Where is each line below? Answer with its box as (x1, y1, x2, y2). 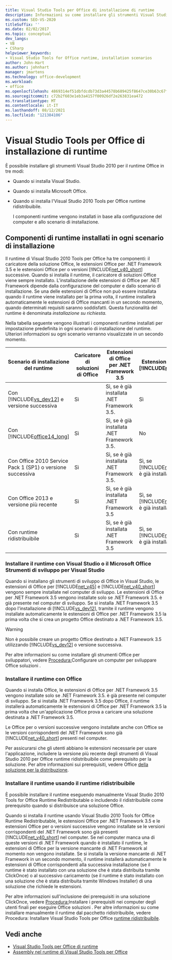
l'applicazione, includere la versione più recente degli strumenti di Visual (5, 750, 158, 757)
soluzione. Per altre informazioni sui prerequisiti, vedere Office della (5, 761, 148, 768)
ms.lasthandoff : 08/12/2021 (5, 108, 66, 113)
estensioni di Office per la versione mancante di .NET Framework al (5, 845, 147, 851)
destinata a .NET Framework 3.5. (5, 714, 74, 721)
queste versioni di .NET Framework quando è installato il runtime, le (5, 839, 147, 845)
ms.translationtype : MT (5, 98, 56, 103)
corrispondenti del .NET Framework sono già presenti (5, 829, 118, 835)
